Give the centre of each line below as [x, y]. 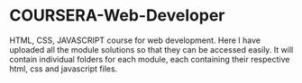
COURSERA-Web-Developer [117, 16]
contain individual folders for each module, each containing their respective [150, 59]
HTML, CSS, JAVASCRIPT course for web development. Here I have [135, 40]
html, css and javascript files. [64, 69]
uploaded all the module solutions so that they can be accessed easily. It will [151, 49]
